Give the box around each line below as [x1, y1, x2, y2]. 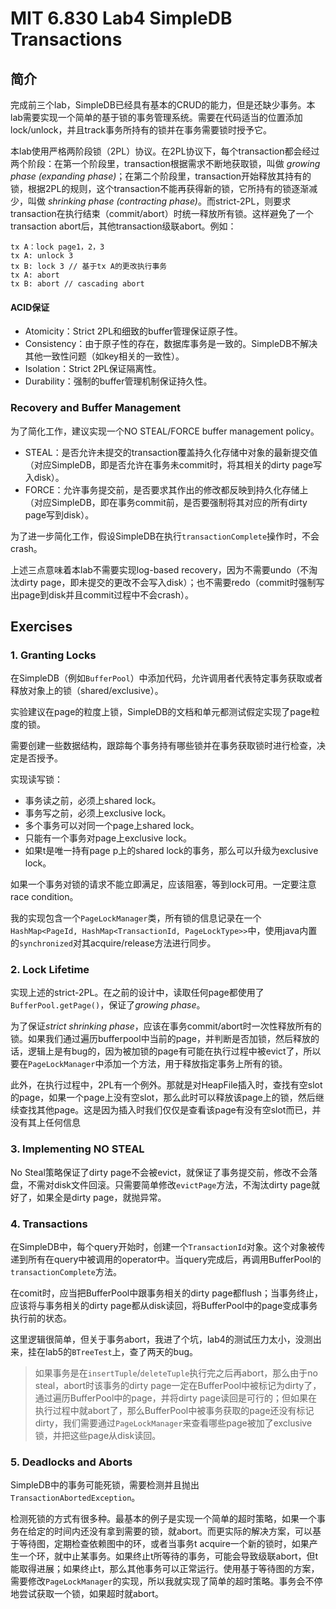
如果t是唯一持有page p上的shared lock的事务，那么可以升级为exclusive [24, 845, 319, 857]
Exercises [10, 618, 73, 635]
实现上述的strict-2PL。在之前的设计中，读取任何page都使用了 [10, 987, 265, 999]
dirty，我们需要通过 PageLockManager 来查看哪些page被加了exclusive [34, 1417, 313, 1429]
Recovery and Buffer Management [10, 401, 182, 415]
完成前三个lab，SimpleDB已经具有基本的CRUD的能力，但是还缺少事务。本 [10, 99, 316, 111]
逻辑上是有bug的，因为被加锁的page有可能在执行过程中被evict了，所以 [27, 1045, 322, 1057]
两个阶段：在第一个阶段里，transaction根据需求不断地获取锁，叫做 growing [10, 158, 321, 169]
